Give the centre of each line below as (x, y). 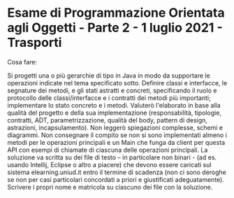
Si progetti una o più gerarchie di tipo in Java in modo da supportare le (109, 76)
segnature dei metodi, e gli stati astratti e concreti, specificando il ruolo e (112, 90)
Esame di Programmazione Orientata (116, 13)
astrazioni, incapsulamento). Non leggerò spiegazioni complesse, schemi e (115, 127)
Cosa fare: (22, 62)
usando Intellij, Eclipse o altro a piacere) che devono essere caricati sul (109, 164)
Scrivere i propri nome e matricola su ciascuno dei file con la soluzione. (110, 187)
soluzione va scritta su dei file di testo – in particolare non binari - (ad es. (112, 157)
